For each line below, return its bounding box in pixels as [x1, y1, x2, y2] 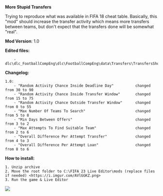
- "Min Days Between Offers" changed [14, 117, 151, 122]
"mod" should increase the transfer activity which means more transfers [5, 19, 149, 24]
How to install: [5, 155, 35, 161]
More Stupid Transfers [5, 4, 52, 10]
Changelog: [5, 70, 30, 75]
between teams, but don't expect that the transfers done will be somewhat [5, 24, 154, 30]
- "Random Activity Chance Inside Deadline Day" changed [14, 83, 151, 88]
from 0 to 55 [5, 105, 32, 109]
